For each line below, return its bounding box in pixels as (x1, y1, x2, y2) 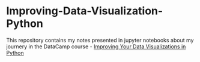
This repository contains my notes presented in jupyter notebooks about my (6, 36, 194, 44)
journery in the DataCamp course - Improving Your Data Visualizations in (6, 43, 186, 50)
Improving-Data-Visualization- (6, 4, 163, 18)
